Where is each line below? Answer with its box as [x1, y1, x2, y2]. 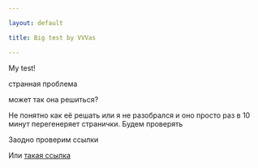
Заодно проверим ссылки [8, 135, 99, 144]
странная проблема [8, 79, 78, 88]
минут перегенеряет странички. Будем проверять [8, 118, 183, 128]
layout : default [8, 19, 63, 27]
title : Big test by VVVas [8, 33, 96, 41]
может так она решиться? [8, 94, 99, 104]
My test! [8, 62, 37, 73]
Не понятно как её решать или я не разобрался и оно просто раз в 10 [8, 110, 251, 120]
